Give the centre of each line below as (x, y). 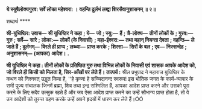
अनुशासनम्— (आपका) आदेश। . (38, 53)
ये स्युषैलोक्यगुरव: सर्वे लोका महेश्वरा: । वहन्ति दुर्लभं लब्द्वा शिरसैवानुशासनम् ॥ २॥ (81, 9)
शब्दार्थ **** (18, 21)
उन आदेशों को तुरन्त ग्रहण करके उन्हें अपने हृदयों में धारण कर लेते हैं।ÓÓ (75, 99)
